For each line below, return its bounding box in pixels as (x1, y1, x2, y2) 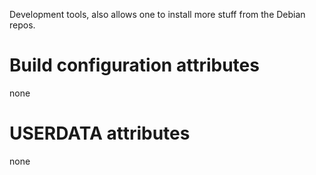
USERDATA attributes (9, 122, 191, 145)
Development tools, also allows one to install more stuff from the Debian (9, 9, 306, 20)
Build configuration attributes (9, 54, 260, 77)
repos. (9, 19, 36, 31)
